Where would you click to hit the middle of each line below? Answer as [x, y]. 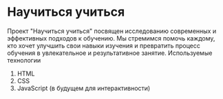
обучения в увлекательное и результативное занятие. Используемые [110, 53]
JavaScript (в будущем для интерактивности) [84, 88]
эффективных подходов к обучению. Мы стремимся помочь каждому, [111, 38]
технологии [24, 60]
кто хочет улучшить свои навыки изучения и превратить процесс [104, 45]
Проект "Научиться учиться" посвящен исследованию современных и [112, 31]
